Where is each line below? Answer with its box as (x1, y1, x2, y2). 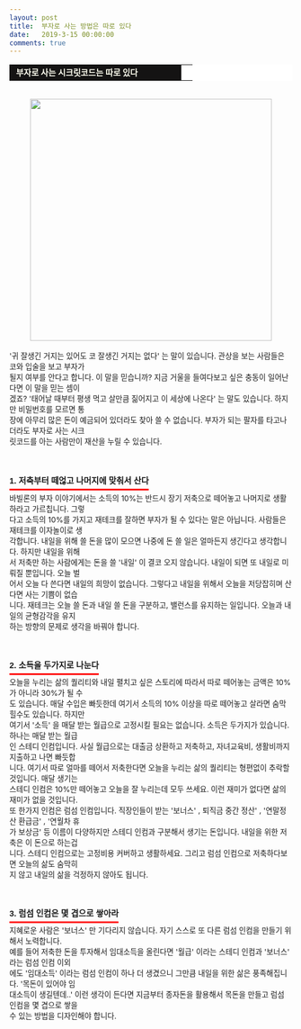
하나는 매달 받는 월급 (9, 731, 78, 741)
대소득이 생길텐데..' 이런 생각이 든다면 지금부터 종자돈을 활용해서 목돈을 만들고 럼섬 (9, 989, 285, 1000)
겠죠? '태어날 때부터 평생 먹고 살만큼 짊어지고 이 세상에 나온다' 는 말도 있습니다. (9, 393, 273, 404)
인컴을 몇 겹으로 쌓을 (9, 1000, 78, 1011)
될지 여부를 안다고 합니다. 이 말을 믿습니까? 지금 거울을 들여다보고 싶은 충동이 (9, 373, 267, 383)
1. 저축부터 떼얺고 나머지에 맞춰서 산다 (9, 476, 150, 486)
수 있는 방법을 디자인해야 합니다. (9, 1011, 117, 1022)
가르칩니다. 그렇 (31, 504, 85, 514)
